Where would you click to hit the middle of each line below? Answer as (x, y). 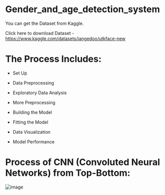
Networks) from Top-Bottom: (68, 173)
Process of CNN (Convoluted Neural (83, 162)
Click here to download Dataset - (40, 33)
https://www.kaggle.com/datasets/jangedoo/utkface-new (65, 38)
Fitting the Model (30, 122)
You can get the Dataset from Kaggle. (44, 23)
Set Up (20, 73)
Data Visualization (31, 132)
